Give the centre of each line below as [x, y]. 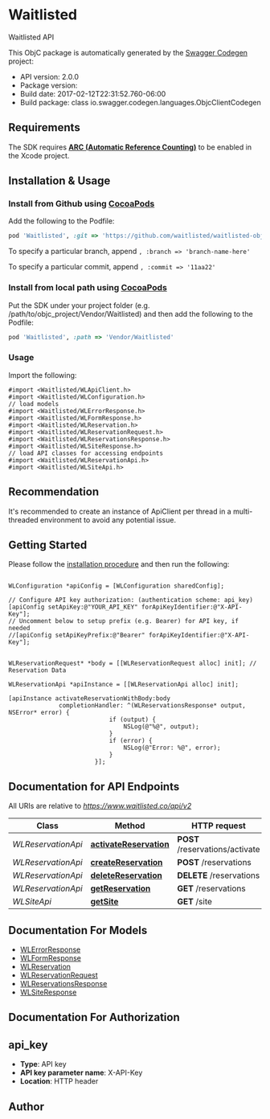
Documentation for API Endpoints [94, 787]
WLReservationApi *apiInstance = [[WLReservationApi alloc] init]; [124, 685]
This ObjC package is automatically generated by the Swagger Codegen [128, 52]
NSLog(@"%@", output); [161, 727]
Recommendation [53, 492]
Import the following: [43, 375]
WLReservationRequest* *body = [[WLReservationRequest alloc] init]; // [133, 664]
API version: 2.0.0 [49, 76]
